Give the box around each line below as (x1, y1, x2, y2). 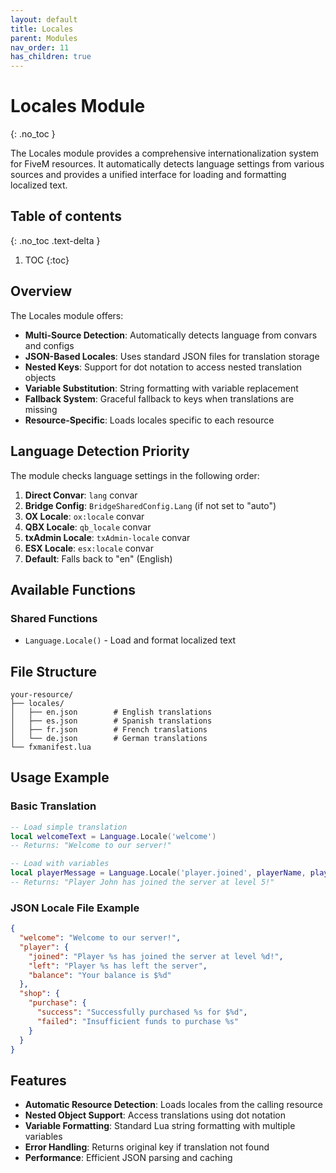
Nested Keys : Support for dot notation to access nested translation (24, 361, 303, 373)
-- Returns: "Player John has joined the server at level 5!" (10, 877, 275, 888)
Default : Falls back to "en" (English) (24, 552, 173, 565)
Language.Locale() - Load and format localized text (24, 634, 237, 646)
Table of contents (10, 208, 122, 225)
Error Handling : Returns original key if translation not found (24, 1141, 270, 1153)
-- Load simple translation (10, 822, 128, 832)
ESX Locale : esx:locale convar (24, 542, 154, 554)
